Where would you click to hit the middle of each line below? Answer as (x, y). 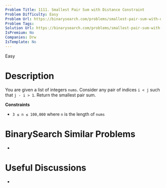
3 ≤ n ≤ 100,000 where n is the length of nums (59, 114)
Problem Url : (19, 19)
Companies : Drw (21, 38)
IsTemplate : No (21, 42)
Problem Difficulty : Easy (32, 14)
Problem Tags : (20, 23)
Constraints (18, 104)
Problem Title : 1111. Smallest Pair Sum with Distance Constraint (75, 10)
